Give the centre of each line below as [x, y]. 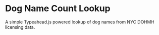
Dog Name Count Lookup [58, 9]
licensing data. [20, 27]
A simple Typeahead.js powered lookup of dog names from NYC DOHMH [80, 22]
